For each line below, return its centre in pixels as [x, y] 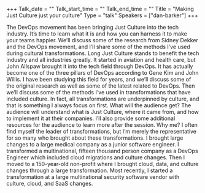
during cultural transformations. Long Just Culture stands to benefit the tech [103, 53]
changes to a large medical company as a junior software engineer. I [93, 144]
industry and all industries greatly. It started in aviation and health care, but [101, 60]
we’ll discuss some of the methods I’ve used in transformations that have [99, 92]
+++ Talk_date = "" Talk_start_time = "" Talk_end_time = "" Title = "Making [100, 9]
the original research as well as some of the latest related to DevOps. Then [101, 86]
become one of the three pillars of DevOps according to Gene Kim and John [102, 73]
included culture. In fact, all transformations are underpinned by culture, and [103, 99]
